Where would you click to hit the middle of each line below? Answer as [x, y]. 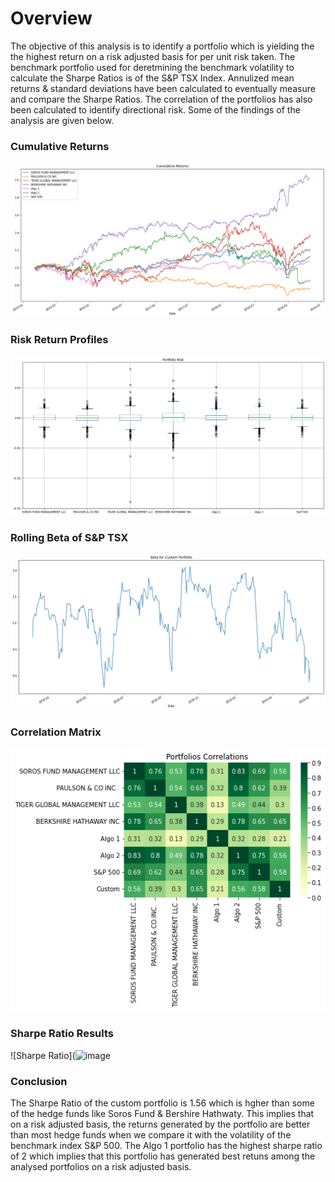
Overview [51, 18]
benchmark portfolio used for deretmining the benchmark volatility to [152, 67]
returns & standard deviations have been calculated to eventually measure [163, 88]
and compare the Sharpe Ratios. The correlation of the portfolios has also [161, 99]
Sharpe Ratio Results [62, 1034]
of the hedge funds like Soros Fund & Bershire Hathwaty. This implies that [162, 1113]
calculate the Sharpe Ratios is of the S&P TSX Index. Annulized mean [152, 78]
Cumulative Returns [60, 146]
